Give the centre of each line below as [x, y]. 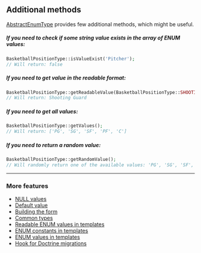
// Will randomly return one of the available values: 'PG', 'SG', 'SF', [100, 165]
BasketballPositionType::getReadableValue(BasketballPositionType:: [93, 92]
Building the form [36, 211]
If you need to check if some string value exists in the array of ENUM [93, 38]
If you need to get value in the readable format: [66, 78]
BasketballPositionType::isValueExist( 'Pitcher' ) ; [71, 59]
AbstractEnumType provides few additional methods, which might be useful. [100, 24]
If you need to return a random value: [54, 145]
